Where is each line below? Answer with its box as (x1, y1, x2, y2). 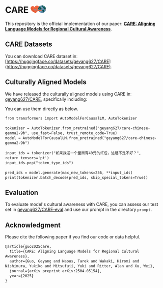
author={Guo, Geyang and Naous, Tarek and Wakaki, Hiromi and (9, 259, 139, 264)
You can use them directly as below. (5, 106, 79, 112)
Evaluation (5, 188, 38, 197)
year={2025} (9, 274, 34, 279)
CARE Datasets (5, 40, 53, 49)
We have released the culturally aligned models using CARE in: (5, 91, 132, 97)
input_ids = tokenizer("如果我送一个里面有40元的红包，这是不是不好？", (5, 150, 141, 155)
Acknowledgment (5, 221, 61, 229)
